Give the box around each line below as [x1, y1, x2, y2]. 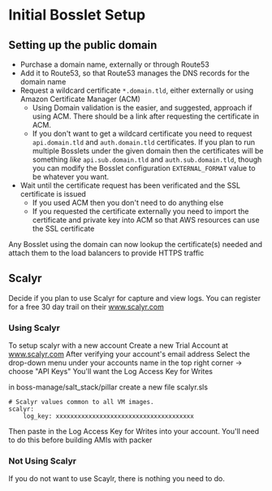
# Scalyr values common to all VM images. [8, 398, 154, 406]
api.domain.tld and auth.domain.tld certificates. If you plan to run [32, 137, 256, 147]
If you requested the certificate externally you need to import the [32, 206, 249, 216]
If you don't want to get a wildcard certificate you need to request [32, 128, 253, 138]
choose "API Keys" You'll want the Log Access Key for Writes [8, 367, 214, 376]
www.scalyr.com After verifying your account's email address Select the [8, 350, 250, 359]
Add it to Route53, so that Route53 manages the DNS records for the [19, 68, 250, 78]
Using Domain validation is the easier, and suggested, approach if [32, 103, 253, 112]
